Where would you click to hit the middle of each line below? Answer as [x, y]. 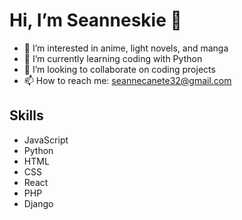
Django [38, 203]
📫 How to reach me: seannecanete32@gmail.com [127, 80]
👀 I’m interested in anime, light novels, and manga [126, 48]
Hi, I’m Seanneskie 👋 [95, 20]
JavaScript [46, 140]
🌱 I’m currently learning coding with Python [113, 58]
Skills [26, 115]
